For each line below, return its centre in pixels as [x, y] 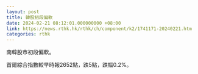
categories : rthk [28, 34]
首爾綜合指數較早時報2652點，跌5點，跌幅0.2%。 [69, 65]
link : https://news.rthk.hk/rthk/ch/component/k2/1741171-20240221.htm [99, 29]
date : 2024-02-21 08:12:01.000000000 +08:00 [64, 23]
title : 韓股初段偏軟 [30, 17]
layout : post [23, 12]
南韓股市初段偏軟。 [30, 52]
